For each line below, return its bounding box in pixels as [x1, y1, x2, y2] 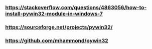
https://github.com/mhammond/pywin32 [5, 37, 109, 44]
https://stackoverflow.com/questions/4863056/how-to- [5, 4, 147, 11]
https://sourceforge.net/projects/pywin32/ [5, 23, 113, 30]
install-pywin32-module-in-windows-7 [5, 10, 103, 17]
